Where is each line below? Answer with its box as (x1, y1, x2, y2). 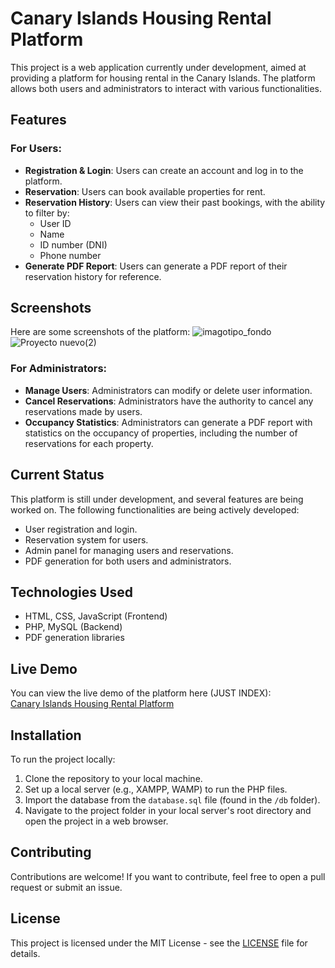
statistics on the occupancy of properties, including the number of (24, 427, 298, 439)
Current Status (10, 467, 105, 484)
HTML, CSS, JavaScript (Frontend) (24, 610, 168, 622)
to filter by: (24, 207, 70, 219)
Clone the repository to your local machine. (24, 772, 203, 784)
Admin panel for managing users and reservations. (24, 544, 234, 556)
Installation (10, 727, 82, 744)
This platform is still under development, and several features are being (10, 493, 304, 505)
